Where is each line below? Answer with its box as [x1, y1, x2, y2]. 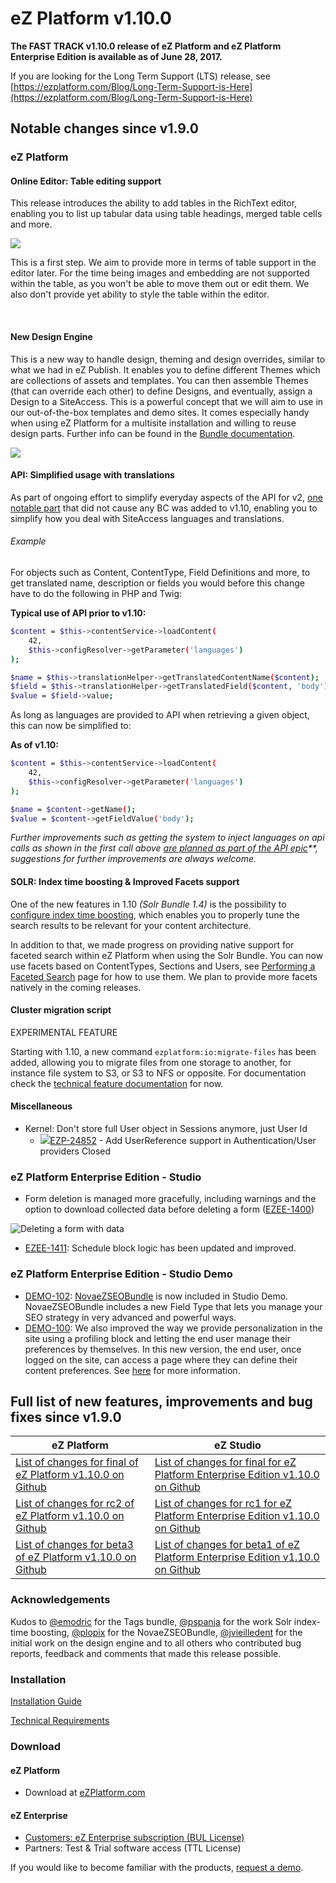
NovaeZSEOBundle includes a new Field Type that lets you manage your [24, 1300, 323, 1312]
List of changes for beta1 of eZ [154, 1538, 301, 1552]
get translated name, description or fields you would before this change [10, 577, 305, 589]
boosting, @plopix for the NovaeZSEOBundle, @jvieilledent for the [30, 1626, 303, 1638]
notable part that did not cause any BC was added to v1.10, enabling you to [10, 502, 318, 514]
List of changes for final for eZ [154, 1455, 297, 1469]
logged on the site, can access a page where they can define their [24, 1353, 298, 1366]
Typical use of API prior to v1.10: [10, 607, 147, 619]
